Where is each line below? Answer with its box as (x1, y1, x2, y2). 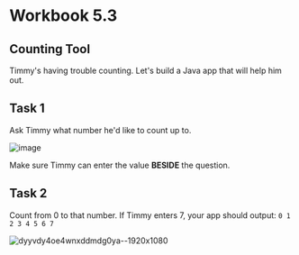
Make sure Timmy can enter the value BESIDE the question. (9, 159, 231, 170)
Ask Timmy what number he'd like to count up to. (9, 124, 192, 135)
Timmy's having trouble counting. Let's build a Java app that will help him (9, 65, 282, 76)
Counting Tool (9, 41, 91, 57)
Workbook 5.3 (9, 5, 118, 26)
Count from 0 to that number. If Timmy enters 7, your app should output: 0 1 (9, 209, 291, 221)
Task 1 (9, 101, 45, 116)
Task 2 (9, 186, 48, 201)
